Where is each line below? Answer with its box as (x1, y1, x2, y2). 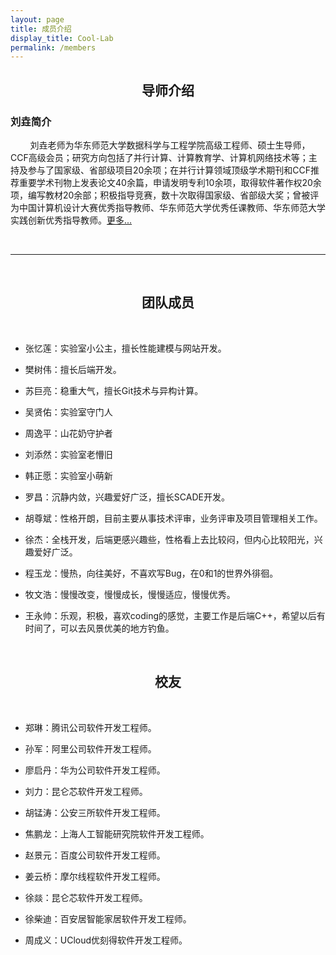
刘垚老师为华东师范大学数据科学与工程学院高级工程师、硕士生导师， (29, 139, 311, 151)
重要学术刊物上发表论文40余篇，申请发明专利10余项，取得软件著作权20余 (18, 176, 322, 188)
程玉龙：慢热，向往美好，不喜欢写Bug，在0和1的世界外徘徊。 (24, 567, 279, 579)
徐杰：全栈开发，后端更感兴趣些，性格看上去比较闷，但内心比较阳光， (24, 533, 315, 545)
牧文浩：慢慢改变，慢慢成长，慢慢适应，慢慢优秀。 (24, 588, 236, 600)
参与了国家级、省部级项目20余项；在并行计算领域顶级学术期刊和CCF (27, 164, 312, 176)
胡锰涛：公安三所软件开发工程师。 (24, 806, 166, 818)
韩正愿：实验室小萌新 (24, 469, 113, 481)
